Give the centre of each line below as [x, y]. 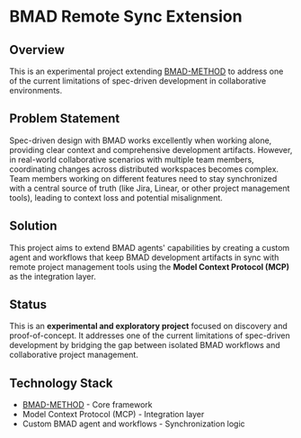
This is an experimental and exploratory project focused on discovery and [148, 326]
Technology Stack [61, 383]
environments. [36, 90]
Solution [33, 226]
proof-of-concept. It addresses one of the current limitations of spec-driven [150, 335]
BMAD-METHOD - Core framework [87, 405]
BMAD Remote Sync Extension [126, 17]
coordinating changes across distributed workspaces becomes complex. [144, 169]
